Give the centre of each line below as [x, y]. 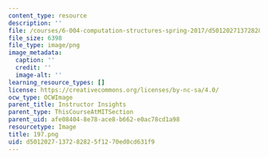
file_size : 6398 [35, 38]
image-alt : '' [39, 75]
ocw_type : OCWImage [41, 97]
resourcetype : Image [43, 127]
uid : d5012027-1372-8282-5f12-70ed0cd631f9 [82, 142]
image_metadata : [35, 53]
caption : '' [35, 61]
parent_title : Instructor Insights [67, 105]
